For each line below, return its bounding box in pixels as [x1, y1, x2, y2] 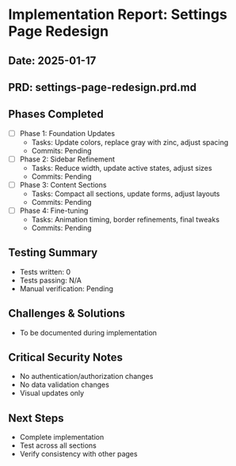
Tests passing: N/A [19, 275, 82, 285]
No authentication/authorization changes [19, 372, 154, 381]
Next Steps [8, 411, 64, 425]
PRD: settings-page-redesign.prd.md [8, 81, 196, 94]
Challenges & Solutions [8, 307, 125, 320]
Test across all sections [19, 441, 97, 450]
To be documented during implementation [19, 328, 157, 337]
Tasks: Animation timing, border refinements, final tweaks [31, 215, 220, 225]
